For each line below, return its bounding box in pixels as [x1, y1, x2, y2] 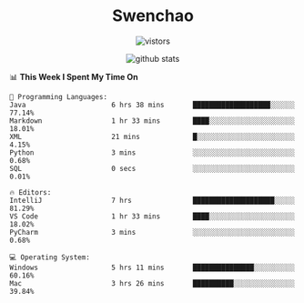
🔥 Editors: [9, 187, 52, 197]
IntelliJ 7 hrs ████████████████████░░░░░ [9, 196, 296, 205]
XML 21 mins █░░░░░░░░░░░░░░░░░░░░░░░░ [9, 132, 296, 141]
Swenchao [112, 5, 194, 26]
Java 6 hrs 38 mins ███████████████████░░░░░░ [9, 100, 296, 109]
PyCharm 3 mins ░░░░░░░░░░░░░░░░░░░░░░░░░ [9, 227, 296, 237]
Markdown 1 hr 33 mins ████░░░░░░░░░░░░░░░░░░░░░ [9, 116, 296, 126]
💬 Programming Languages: [9, 92, 107, 101]
